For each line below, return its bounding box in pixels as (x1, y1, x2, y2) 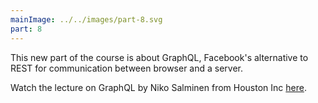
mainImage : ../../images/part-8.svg (10, 14, 163, 25)
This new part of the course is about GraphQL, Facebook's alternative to (10, 51, 309, 63)
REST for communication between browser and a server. (10, 62, 244, 74)
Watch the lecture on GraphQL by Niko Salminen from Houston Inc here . (10, 81, 307, 93)
